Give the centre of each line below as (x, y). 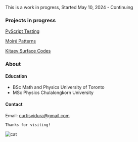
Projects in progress (31, 20)
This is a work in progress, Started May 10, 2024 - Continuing (69, 7)
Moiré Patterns (21, 41)
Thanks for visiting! (28, 125)
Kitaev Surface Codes (28, 51)
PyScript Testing (22, 31)
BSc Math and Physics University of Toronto (58, 87)
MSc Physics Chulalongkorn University (53, 92)
